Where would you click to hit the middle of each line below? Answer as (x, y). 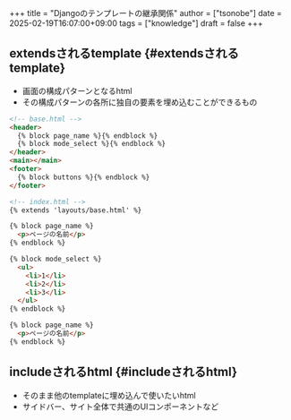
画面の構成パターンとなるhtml (77, 90)
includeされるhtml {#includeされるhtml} (124, 372)
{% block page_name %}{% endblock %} (88, 136)
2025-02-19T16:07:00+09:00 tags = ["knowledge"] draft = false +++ (137, 23)
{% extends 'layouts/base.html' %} (76, 210)
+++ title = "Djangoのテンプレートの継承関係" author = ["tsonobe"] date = (145, 13)
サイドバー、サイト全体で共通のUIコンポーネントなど (120, 407)
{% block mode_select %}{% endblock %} (92, 144)
